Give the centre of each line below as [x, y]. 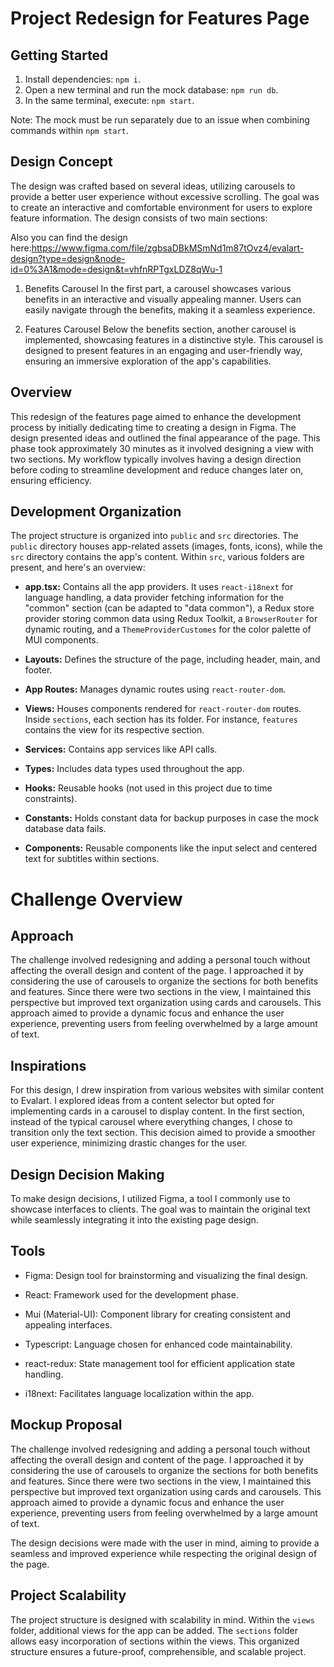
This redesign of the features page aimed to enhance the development [156, 416]
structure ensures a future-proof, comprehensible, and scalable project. [158, 1651]
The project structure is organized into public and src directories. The [154, 536]
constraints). [51, 799]
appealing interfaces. [68, 1324]
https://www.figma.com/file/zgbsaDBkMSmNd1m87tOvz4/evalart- [168, 248]
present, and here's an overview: [78, 568]
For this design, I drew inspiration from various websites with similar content [167, 1090]
